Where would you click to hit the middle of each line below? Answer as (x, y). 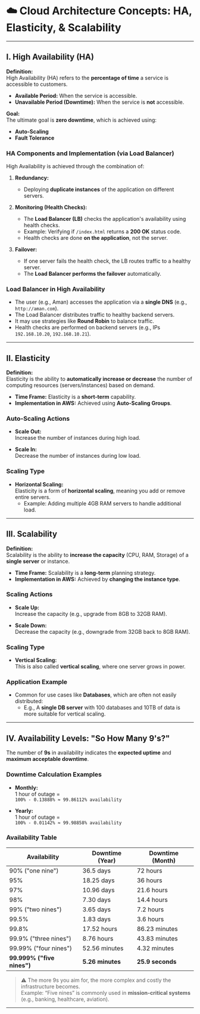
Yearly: (24, 810)
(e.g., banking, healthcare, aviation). (65, 999)
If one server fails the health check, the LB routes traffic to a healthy (107, 261)
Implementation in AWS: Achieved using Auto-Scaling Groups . (93, 403)
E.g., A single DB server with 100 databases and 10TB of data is (102, 708)
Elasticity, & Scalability (64, 28)
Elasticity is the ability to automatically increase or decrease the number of (99, 379)
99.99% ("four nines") (41, 948)
